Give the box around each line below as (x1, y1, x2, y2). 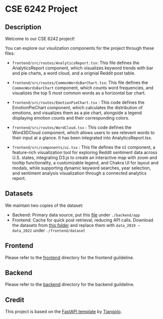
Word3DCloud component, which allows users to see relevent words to (12, 130, 155, 135)
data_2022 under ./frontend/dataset (12, 227, 86, 233)
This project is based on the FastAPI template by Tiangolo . (5, 309, 122, 315)
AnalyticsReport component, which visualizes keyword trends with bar (12, 65, 153, 71)
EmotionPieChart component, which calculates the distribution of (12, 105, 143, 110)
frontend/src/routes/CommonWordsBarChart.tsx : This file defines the (12, 80, 148, 85)
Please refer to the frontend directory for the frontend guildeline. (5, 255, 134, 260)
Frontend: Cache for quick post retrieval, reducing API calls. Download (12, 217, 153, 223)
